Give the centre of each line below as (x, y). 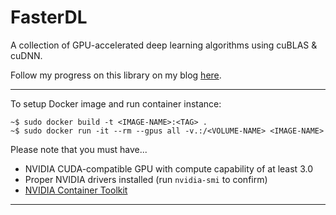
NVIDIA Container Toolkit (76, 190)
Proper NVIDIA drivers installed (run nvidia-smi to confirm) (146, 179)
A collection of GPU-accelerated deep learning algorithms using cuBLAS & (164, 45)
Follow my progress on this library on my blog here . (116, 75)
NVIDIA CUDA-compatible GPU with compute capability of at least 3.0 (168, 168)
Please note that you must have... (79, 149)
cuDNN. (26, 55)
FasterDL (49, 17)
